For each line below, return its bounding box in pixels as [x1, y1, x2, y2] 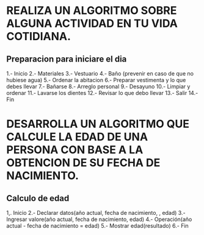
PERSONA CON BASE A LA [6, 143, 144, 157]
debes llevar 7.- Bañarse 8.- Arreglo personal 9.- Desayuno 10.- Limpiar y [6, 83, 191, 90]
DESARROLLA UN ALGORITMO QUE [6, 117, 190, 131]
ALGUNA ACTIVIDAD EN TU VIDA [6, 16, 178, 30]
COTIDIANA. [6, 30, 71, 43]
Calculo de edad [6, 193, 70, 203]
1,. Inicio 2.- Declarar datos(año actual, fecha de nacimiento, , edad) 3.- [6, 209, 186, 216]
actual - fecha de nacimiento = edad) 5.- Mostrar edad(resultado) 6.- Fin [6, 222, 189, 229]
